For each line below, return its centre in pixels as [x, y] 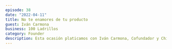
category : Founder [25, 34]
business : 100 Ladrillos [32, 29]
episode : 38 [18, 10]
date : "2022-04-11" [26, 15]
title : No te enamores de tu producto [47, 19]
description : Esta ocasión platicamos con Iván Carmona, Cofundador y [82, 39]
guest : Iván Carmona [27, 24]
